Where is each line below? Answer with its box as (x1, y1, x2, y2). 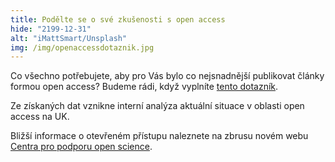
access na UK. (10, 111, 70, 123)
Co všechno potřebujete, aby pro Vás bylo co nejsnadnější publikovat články (10, 70, 325, 82)
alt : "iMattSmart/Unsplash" (10, 33, 128, 43)
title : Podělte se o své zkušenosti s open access (10, 14, 226, 25)
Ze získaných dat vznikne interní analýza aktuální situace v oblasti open (10, 100, 305, 112)
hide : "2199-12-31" (10, 24, 92, 34)
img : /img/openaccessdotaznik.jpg (10, 42, 155, 53)
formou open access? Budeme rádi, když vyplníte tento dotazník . (10, 81, 279, 93)
